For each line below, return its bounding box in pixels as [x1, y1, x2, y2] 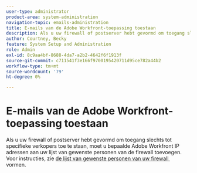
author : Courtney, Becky [6, 36, 67, 42]
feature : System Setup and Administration [6, 42, 111, 48]
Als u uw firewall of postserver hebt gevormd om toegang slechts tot [6, 136, 172, 144]
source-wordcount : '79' [6, 69, 64, 74]
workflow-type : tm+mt [6, 63, 59, 69]
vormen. [6, 161, 26, 168]
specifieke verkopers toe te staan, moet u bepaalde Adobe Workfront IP [6, 143, 180, 150]
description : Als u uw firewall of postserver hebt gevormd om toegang [6, 30, 185, 36]
